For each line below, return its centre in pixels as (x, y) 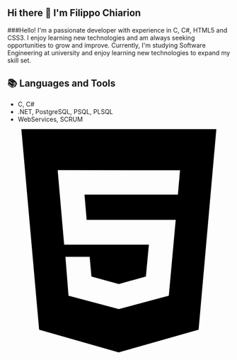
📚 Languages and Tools (62, 83)
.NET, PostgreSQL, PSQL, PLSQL (65, 111)
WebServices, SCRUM (50, 119)
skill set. (19, 60)
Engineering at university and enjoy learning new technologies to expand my (119, 52)
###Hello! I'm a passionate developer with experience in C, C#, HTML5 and (117, 30)
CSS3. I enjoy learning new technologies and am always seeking (101, 38)
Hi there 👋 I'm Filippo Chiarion (74, 13)
